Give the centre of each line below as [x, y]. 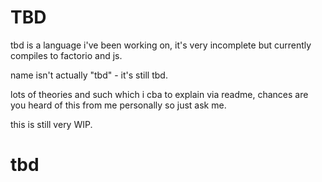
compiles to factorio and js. [66, 55]
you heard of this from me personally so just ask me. [118, 105]
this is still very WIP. [51, 124]
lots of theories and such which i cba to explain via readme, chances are [159, 94]
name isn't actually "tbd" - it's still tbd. [89, 75]
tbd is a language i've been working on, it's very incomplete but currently [161, 45]
